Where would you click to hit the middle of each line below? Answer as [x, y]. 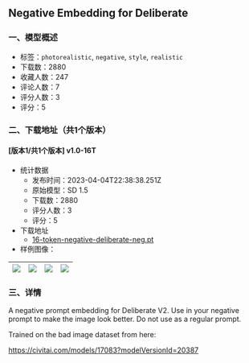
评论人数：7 [40, 87]
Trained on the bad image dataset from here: [82, 335]
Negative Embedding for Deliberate [98, 13]
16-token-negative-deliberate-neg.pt [93, 239]
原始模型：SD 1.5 [60, 190]
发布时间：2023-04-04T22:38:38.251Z [97, 179]
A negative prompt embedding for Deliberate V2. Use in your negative [124, 311]
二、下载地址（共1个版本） [59, 130]
